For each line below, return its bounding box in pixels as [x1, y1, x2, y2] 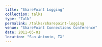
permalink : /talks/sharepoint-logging [5, 21, 84, 26]
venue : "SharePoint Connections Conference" [5, 25, 98, 30]
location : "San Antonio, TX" [5, 35, 65, 40]
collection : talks [5, 12, 43, 17]
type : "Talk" [5, 16, 32, 21]
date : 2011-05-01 [5, 30, 41, 35]
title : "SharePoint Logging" [5, 7, 65, 12]
